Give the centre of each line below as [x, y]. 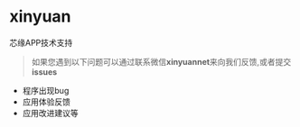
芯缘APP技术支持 [41, 42]
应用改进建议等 [50, 113]
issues [44, 72]
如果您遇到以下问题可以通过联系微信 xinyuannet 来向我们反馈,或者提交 [161, 61]
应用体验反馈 [46, 102]
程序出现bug [46, 90]
